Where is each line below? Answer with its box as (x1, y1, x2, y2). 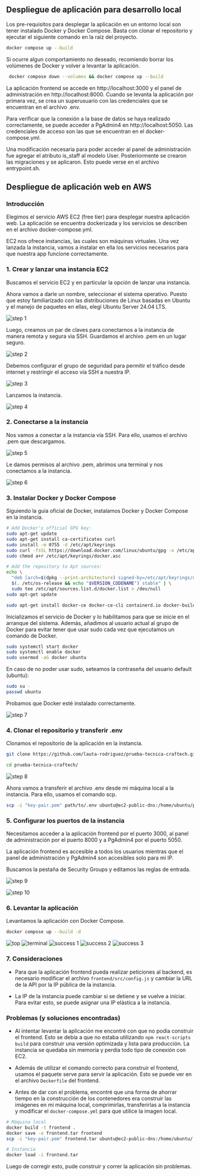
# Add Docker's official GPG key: (6, 525, 92, 531)
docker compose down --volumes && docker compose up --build (8, 73, 164, 79)
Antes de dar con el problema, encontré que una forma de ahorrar (14, 1088, 177, 1095)
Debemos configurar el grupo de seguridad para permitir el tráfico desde (6, 362, 186, 369)
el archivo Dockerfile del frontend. (14, 1077, 100, 1084)
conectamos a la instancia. (6, 467, 72, 474)
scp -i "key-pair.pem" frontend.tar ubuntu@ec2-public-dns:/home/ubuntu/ (6, 1135, 193, 1142)
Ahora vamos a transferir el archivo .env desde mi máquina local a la (6, 784, 174, 792)
